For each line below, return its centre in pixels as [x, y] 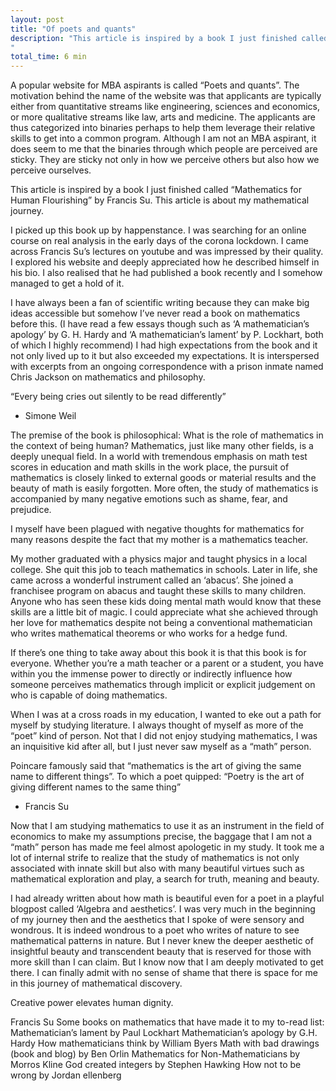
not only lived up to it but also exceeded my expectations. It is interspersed [165, 356]
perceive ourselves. [51, 170]
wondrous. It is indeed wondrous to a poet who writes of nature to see [155, 930]
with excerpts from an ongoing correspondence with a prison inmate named [167, 367]
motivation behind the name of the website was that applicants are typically [166, 96]
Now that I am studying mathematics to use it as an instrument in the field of [167, 826]
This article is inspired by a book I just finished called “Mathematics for [156, 190]
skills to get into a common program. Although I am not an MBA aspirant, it [163, 138]
